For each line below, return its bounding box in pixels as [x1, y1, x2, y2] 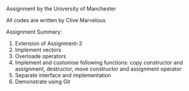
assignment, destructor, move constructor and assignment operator [14, 65, 182, 72]
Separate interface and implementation [14, 72, 112, 78]
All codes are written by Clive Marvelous [6, 17, 106, 23]
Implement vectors [14, 46, 62, 53]
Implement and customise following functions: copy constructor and [14, 59, 184, 66]
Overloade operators [14, 53, 66, 59]
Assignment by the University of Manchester [6, 5, 117, 12]
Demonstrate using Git [14, 78, 71, 85]
